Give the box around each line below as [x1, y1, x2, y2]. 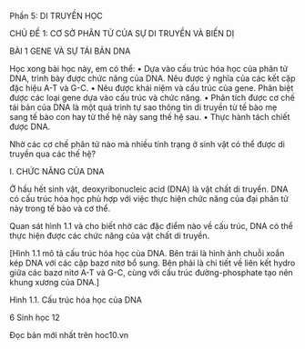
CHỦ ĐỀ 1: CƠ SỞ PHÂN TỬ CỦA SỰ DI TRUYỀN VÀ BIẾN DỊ [9, 28, 235, 38]
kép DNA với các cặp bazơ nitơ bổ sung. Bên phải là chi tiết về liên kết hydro [9, 257, 296, 268]
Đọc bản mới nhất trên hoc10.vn [9, 330, 129, 340]
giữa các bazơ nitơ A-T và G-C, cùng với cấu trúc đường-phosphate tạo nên [9, 267, 293, 278]
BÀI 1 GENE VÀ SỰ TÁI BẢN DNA [9, 45, 131, 56]
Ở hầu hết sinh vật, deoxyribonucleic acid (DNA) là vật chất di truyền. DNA [9, 184, 289, 194]
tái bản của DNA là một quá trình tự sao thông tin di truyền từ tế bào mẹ [9, 102, 278, 113]
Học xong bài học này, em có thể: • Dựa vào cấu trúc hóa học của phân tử [9, 64, 289, 74]
